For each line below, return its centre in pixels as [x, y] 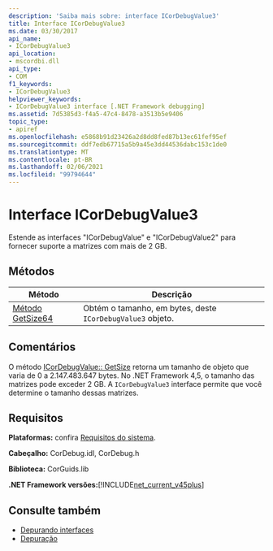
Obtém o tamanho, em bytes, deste [149, 308]
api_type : [25, 69]
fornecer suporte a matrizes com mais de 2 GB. [88, 245]
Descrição [172, 294]
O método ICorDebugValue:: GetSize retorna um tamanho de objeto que [129, 367]
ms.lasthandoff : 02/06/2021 [56, 167]
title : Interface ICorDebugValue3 [67, 24]
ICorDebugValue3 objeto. [128, 318]
